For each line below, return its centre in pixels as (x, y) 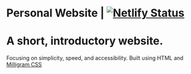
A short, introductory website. (85, 41)
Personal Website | (55, 13)
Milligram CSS (24, 65)
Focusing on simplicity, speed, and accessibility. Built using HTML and (95, 58)
